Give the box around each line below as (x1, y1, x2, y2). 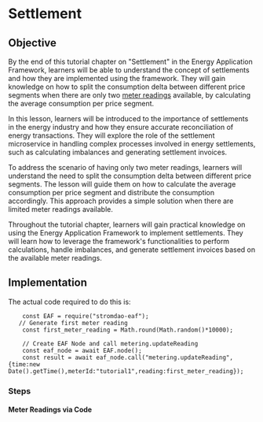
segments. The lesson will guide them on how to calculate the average (8, 180, 236, 189)
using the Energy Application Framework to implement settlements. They (8, 228, 243, 237)
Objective (8, 36, 57, 50)
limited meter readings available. (8, 205, 114, 213)
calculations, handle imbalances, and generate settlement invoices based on (8, 245, 256, 254)
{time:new (8, 360, 41, 368)
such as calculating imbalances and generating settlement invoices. (8, 147, 228, 157)
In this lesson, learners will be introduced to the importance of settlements (8, 114, 249, 123)
